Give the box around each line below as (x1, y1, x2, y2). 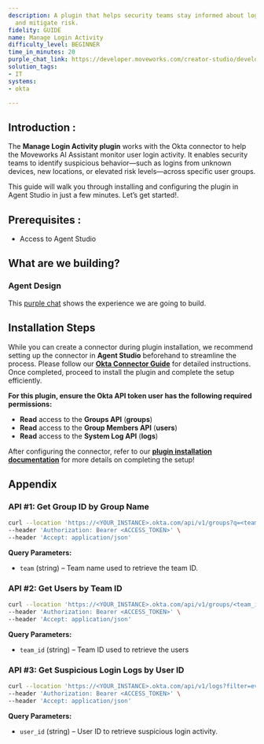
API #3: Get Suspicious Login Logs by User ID (8, 664, 185, 676)
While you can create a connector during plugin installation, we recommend (8, 342, 254, 351)
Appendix (8, 477, 57, 490)
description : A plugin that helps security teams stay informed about (8, 11, 244, 20)
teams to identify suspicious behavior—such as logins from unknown (8, 158, 232, 168)
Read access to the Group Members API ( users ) (19, 423, 178, 432)
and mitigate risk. (15, 19, 79, 27)
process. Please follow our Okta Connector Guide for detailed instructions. (8, 359, 251, 368)
